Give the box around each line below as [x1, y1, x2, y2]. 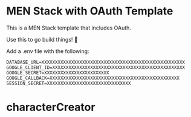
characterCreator [6, 101, 95, 114]
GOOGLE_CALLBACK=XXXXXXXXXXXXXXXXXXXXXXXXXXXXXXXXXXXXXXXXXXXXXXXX [6, 75, 180, 81]
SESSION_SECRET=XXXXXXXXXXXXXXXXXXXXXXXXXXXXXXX [6, 80, 131, 86]
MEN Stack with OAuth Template [6, 4, 173, 18]
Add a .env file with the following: [6, 47, 89, 55]
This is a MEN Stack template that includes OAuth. [6, 24, 132, 31]
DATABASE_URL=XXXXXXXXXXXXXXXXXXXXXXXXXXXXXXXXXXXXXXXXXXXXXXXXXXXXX [6, 59, 186, 65]
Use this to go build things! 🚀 [6, 36, 78, 43]
